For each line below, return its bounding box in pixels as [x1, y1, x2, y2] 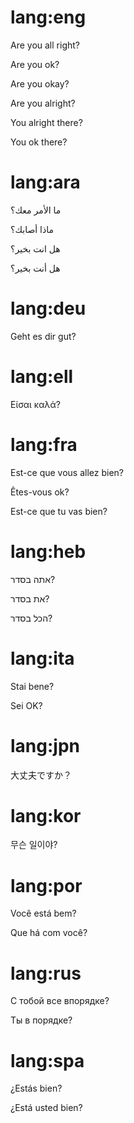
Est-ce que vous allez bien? [10, 466, 125, 478]
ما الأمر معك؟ [10, 204, 62, 216]
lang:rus [10, 962, 82, 985]
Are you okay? [10, 77, 70, 90]
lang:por [10, 874, 83, 897]
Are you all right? [10, 39, 80, 51]
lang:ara [10, 171, 81, 194]
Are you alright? [10, 97, 76, 109]
